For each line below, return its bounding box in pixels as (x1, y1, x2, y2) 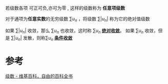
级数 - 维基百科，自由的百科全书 (5, 73, 73, 79)
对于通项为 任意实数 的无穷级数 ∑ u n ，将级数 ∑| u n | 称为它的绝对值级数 (5, 16, 150, 23)
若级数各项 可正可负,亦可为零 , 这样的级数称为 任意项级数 (5, 5, 125, 11)
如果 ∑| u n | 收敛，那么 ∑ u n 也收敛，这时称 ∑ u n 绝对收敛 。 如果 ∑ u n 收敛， (5, 27, 159, 35)
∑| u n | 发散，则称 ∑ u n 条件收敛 (11, 35, 73, 42)
